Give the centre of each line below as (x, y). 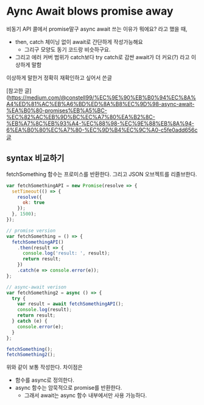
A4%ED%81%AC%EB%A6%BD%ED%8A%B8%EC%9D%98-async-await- (100, 104)
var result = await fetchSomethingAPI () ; (70, 304)
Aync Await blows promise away (90, 11)
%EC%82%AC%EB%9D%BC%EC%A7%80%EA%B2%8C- (81, 116)
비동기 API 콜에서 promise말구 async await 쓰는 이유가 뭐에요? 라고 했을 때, (97, 29)
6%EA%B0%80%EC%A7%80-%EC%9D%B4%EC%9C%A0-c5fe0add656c (102, 130)
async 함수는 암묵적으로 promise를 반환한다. (69, 388)
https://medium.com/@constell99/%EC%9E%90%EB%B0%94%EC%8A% (102, 97)
